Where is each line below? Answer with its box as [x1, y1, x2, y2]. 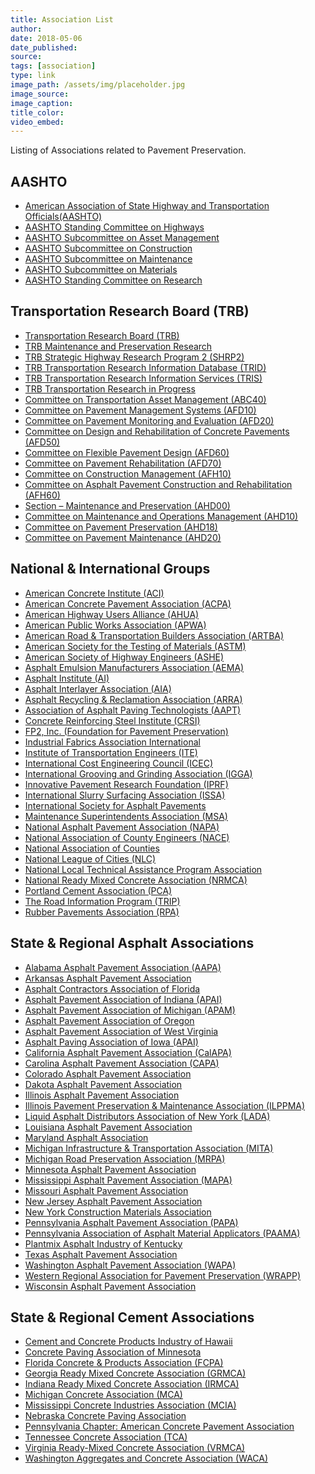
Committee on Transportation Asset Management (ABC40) [24, 393, 267, 405]
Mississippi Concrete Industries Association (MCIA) [24, 1399, 237, 1411]
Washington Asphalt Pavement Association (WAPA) [24, 1259, 237, 1271]
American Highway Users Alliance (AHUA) [24, 608, 200, 620]
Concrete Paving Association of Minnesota [24, 1346, 202, 1358]
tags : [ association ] [10, 61, 97, 71]
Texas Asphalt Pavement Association [24, 1248, 178, 1260]
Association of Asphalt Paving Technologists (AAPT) [24, 704, 242, 716]
